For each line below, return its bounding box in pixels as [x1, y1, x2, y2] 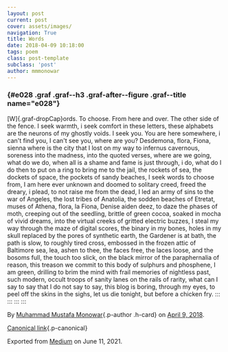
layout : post [7, 10, 45, 17]
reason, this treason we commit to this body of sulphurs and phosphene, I [7, 261, 216, 269]
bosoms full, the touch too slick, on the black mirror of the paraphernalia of [7, 253, 220, 261]
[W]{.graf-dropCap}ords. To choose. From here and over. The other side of [7, 114, 220, 122]
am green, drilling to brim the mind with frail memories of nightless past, [7, 267, 211, 276]
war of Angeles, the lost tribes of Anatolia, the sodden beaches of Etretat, [7, 195, 216, 203]
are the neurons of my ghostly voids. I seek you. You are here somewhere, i [7, 129, 221, 137]
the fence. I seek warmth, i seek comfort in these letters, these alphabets [7, 122, 214, 130]
